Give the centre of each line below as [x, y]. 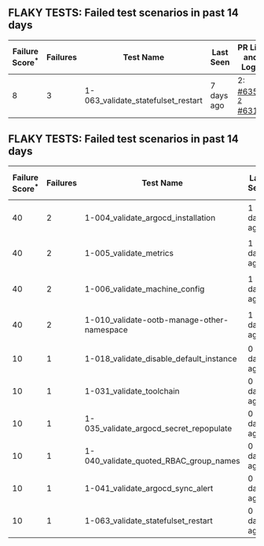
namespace [106, 329]
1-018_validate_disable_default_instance [161, 358]
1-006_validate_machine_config [145, 288]
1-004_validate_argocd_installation [150, 218]
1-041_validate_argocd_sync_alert [149, 488]
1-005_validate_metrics [129, 253]
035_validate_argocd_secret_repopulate [158, 428]
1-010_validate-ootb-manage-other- [157, 320]
